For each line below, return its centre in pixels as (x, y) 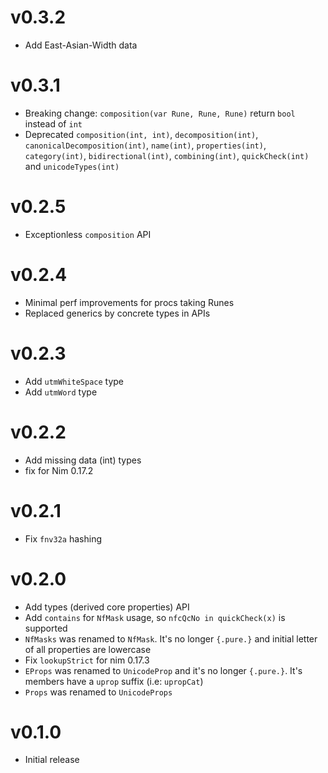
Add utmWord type (61, 392)
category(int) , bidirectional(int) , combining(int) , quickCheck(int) (167, 155)
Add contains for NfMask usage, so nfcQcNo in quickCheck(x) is (155, 617)
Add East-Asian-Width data (81, 45)
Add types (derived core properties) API (107, 607)
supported (46, 628)
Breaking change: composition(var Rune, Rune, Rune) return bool (160, 113)
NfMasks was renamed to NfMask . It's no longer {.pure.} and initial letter (171, 638)
